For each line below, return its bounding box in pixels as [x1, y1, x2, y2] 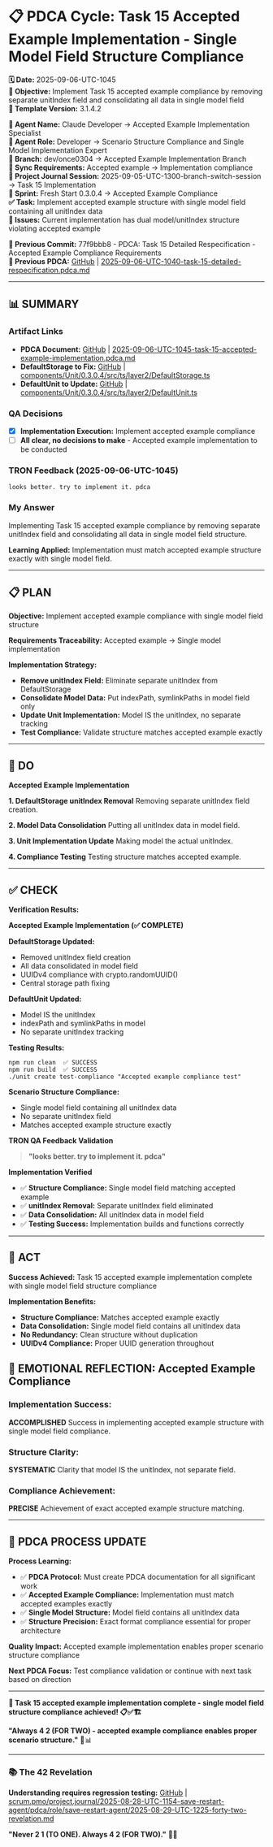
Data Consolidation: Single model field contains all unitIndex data [19, 1320, 241, 1330]
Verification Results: [8, 904, 80, 915]
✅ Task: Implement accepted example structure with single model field [8, 197, 246, 206]
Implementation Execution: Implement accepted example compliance [19, 426, 256, 436]
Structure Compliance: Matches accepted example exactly [19, 1312, 220, 1322]
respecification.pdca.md [8, 265, 90, 275]
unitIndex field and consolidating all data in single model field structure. [8, 529, 248, 539]
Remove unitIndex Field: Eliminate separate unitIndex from [19, 676, 218, 686]
